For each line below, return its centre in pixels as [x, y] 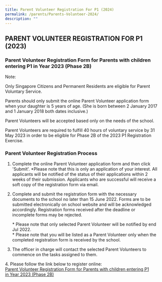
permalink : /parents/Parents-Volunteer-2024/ [52, 14]
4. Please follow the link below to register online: [54, 264]
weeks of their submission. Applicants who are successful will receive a [84, 179]
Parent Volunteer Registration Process [51, 153]
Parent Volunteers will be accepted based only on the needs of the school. [80, 121]
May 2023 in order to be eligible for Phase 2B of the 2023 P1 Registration [78, 135]
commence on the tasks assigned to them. [55, 255]
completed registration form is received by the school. [66, 240]
